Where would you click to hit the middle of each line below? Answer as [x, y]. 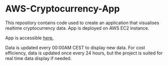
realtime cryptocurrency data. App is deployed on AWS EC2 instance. [77, 28]
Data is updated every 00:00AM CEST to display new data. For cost [75, 47]
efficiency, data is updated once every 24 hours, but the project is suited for [84, 53]
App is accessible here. [29, 38]
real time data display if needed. [38, 58]
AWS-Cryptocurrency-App [62, 9]
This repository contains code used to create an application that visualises [82, 23]
